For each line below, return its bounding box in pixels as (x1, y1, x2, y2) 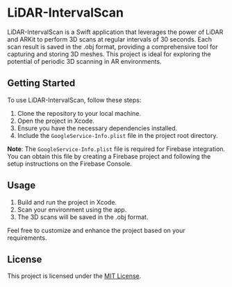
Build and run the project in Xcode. (17, 198, 117, 206)
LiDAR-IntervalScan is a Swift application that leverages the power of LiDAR (7, 28, 224, 36)
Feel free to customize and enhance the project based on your (7, 226, 185, 234)
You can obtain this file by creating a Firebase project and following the (7, 152, 211, 160)
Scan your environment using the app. (17, 205, 127, 214)
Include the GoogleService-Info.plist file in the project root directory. (17, 131, 218, 139)
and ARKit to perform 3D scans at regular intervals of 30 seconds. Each (7, 35, 213, 43)
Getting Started (7, 78, 76, 89)
